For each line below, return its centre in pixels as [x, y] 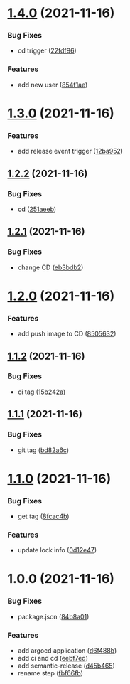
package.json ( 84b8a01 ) [53, 616]
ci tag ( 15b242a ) [42, 392]
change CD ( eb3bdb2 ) [50, 267]
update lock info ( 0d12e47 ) [57, 550]
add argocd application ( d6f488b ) [67, 651]
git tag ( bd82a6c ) [43, 450]
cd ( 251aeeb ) [37, 209]
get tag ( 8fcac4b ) [43, 516]
